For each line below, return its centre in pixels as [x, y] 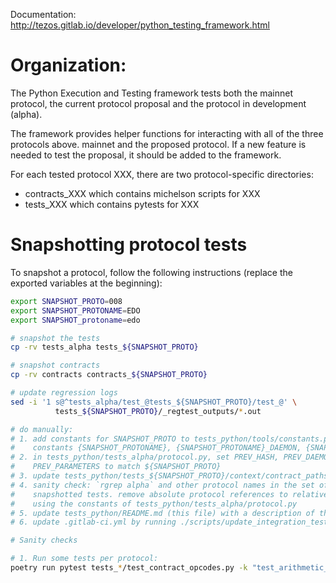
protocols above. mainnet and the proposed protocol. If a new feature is [158, 144]
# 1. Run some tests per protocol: [84, 559]
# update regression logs [64, 393]
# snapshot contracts [55, 365]
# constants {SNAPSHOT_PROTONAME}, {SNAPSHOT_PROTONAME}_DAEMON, [156, 448]
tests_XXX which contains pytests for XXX [112, 204]
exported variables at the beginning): [86, 283]
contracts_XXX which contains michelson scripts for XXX [142, 193]
